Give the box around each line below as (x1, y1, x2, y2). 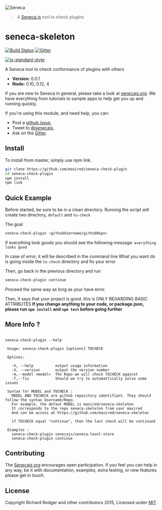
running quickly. (5, 101, 37, 106)
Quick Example (5, 193, 52, 202)
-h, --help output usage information (11, 363, 108, 368)
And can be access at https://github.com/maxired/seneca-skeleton (11, 410, 149, 415)
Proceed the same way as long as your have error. (5, 286, 106, 292)
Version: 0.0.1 (12, 76, 40, 82)
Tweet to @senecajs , (12, 125, 54, 130)
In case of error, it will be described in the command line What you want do (5, 253, 156, 259)
